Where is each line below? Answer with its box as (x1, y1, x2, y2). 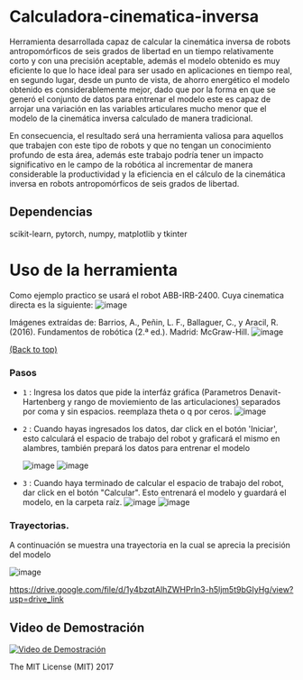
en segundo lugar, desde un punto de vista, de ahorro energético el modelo (9, 74, 290, 85)
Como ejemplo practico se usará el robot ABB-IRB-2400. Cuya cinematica (9, 289, 284, 300)
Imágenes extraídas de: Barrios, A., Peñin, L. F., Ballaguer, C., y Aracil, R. (9, 317, 279, 327)
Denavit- (249, 386, 281, 398)
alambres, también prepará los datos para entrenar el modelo (22, 442, 251, 453)
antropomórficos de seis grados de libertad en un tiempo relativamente (9, 45, 274, 56)
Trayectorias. (9, 519, 69, 531)
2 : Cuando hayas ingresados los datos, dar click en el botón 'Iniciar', (22, 423, 278, 434)
